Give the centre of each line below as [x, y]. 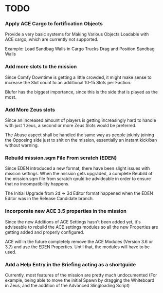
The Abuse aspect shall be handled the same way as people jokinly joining [80, 135]
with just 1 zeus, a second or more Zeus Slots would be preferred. [71, 126]
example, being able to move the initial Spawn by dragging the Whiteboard [80, 280]
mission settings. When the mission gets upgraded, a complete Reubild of [79, 174]
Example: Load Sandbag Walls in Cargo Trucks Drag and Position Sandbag [80, 49]
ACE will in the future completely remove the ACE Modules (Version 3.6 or [79, 241]
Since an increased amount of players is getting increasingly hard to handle [81, 120]
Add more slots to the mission [41, 67]
